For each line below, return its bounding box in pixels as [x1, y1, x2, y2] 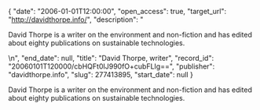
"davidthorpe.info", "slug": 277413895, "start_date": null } [8, 70, 194, 79]
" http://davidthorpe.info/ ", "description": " [8, 15, 144, 24]
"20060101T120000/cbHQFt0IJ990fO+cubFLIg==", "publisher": [8, 62, 215, 71]
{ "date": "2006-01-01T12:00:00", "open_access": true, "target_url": [8, 7, 227, 16]
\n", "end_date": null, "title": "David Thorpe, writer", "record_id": [8, 54, 214, 62]
